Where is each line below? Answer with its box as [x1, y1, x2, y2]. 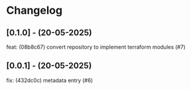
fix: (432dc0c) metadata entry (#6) [6, 76, 93, 84]
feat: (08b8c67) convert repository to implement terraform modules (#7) [6, 43, 186, 50]
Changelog [6, 4, 63, 17]
